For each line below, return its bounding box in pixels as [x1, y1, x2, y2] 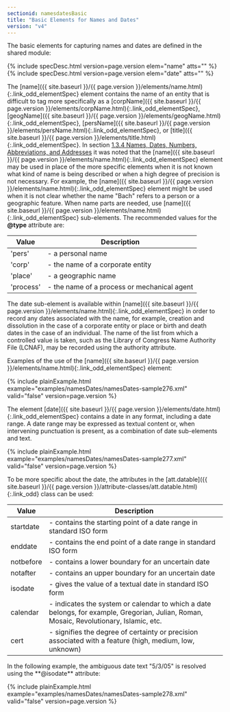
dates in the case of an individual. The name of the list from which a [7, 329, 199, 337]
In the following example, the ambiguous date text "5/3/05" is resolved [7, 662, 207, 670]
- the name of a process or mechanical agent [47, 282, 194, 292]
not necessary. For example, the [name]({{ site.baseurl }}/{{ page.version [7, 177, 214, 186]
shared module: [7, 49, 51, 57]
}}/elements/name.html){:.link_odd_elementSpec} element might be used [7, 184, 213, 193]
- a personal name [47, 249, 107, 258]
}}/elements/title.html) [94, 134, 156, 142]
